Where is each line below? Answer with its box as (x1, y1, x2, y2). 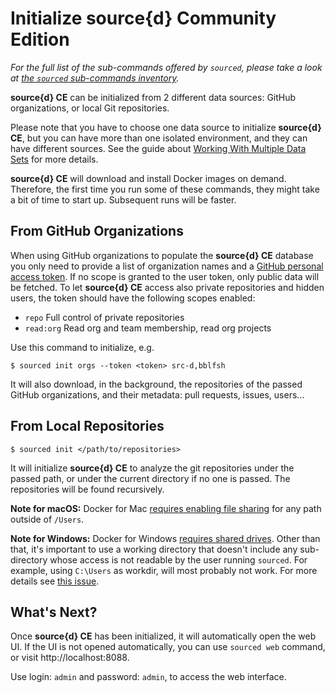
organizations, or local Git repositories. (10, 102, 170, 114)
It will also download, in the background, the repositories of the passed (10, 378, 303, 390)
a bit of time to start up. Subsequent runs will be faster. (10, 193, 237, 206)
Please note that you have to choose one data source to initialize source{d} (10, 121, 322, 133)
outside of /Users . (10, 513, 85, 525)
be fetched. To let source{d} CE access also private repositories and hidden (10, 281, 325, 293)
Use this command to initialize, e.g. (10, 341, 155, 353)
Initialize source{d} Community (10, 7, 277, 30)
